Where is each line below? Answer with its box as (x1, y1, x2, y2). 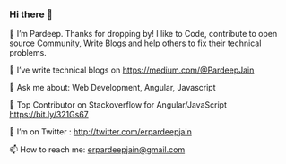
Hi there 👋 (9, 8, 54, 21)
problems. (9, 47, 47, 58)
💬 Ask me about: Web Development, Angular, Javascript (9, 82, 216, 93)
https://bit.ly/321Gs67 (9, 109, 89, 120)
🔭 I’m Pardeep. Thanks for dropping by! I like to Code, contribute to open (9, 29, 278, 39)
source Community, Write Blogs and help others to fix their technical (9, 38, 262, 48)
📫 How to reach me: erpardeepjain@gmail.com (9, 144, 186, 155)
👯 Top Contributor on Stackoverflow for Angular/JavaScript (9, 99, 227, 110)
